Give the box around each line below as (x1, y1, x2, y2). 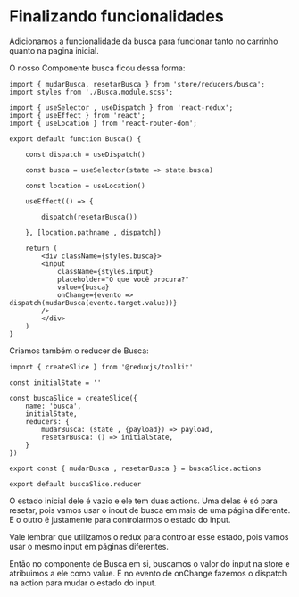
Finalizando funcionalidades (9, 6, 225, 27)
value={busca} (56, 283, 110, 292)
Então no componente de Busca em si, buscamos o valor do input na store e (9, 558, 290, 568)
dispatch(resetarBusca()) (41, 212, 138, 221)
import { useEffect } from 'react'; (9, 111, 145, 120)
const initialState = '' (9, 377, 102, 387)
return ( (25, 244, 58, 253)
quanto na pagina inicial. (9, 45, 100, 55)
